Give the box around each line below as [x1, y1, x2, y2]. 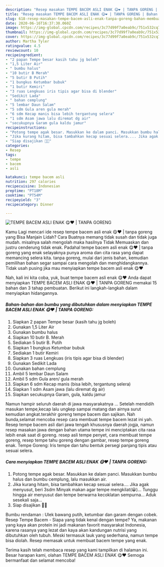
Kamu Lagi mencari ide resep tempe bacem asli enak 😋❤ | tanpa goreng [5, 229, 153, 235]
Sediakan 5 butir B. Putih [12, 340, 62, 345]
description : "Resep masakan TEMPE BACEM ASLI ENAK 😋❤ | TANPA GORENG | [5, 7, 158, 12]
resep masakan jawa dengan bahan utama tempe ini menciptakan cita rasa [5, 427, 156, 433]
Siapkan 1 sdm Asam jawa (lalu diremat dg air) [12, 386, 105, 392]
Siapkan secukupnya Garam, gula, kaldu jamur [12, 391, 106, 398]
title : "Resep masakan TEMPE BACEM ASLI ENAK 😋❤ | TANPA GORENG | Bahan [5, 12, 158, 17]
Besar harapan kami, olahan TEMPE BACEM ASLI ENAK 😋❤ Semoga [5, 552, 145, 558]
